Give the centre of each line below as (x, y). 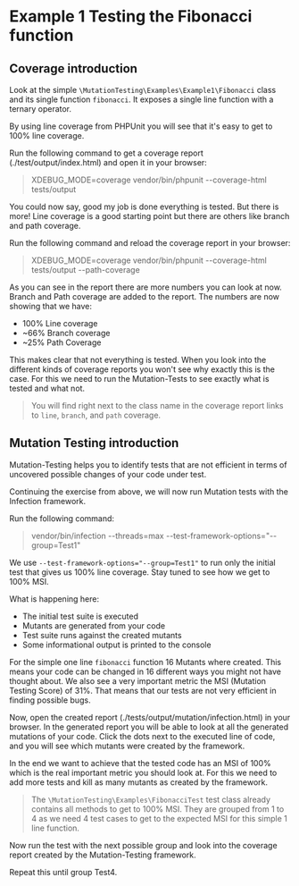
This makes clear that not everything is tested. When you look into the (138, 360)
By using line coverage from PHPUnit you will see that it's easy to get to (141, 126)
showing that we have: (50, 306)
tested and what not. (47, 388)
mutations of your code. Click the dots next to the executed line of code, (142, 736)
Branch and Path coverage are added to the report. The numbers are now (144, 296)
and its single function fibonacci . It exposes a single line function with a (141, 99)
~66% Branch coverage (66, 333)
